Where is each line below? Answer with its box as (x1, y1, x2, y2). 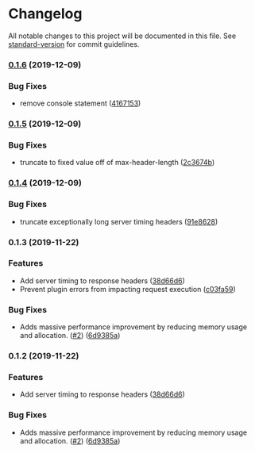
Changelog (8, 5, 83, 23)
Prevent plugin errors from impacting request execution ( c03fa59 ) (19, 284, 236, 294)
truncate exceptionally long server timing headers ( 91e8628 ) (19, 217, 218, 226)
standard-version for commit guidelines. (8, 39, 140, 48)
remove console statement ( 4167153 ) (19, 98, 141, 108)
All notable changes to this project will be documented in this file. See (8, 31, 237, 40)
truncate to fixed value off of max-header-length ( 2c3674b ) (19, 158, 215, 167)
